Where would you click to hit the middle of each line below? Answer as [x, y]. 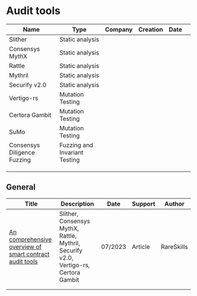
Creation [151, 29]
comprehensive [30, 239]
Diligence [22, 152]
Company [119, 29]
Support [143, 204]
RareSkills [174, 247]
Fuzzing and [77, 145]
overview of [26, 247]
